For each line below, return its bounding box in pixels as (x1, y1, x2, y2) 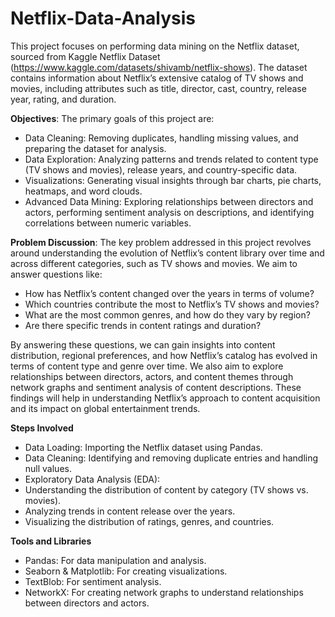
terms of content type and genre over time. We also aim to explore (10, 360, 284, 372)
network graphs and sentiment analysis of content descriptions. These (10, 381, 302, 393)
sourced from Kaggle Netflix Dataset (10, 50, 161, 62)
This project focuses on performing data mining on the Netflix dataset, (10, 40, 300, 52)
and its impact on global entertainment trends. (10, 402, 201, 414)
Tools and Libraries (10, 535, 92, 547)
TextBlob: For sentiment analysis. (24, 575, 162, 587)
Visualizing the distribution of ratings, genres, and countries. (24, 515, 275, 527)
